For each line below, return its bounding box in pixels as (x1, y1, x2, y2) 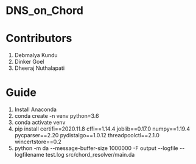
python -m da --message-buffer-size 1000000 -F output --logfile (14, 145, 179, 152)
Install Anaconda (14, 106, 57, 113)
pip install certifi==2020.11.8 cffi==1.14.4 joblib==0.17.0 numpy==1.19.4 (14, 125, 191, 132)
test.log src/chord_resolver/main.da (45, 151, 135, 159)
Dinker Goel (14, 58, 44, 66)
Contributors (5, 32, 72, 46)
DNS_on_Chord (5, 4, 83, 18)
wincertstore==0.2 (14, 138, 62, 146)
